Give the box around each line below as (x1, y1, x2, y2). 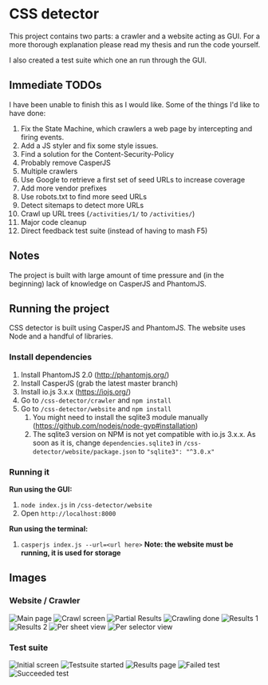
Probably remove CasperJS (20, 158, 111, 167)
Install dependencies (9, 351, 93, 363)
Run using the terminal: (9, 523, 89, 533)
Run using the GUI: (9, 484, 73, 494)
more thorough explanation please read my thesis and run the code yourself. (9, 39, 261, 49)
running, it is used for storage (20, 547, 121, 557)
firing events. (20, 132, 65, 142)
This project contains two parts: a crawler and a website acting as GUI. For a (9, 31, 260, 41)
